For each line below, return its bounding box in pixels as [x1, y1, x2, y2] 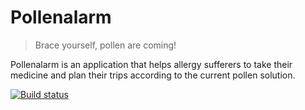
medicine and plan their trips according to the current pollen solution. [10, 69, 296, 81]
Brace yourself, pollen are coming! [34, 39, 177, 51]
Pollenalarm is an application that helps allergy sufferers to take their [10, 58, 293, 70]
